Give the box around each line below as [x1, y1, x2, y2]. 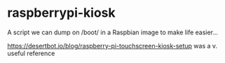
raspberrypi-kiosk [7, 5, 116, 21]
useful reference [7, 49, 55, 57]
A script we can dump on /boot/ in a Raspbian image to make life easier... [7, 28, 219, 36]
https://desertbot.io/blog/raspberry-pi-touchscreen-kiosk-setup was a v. [7, 41, 218, 50]
